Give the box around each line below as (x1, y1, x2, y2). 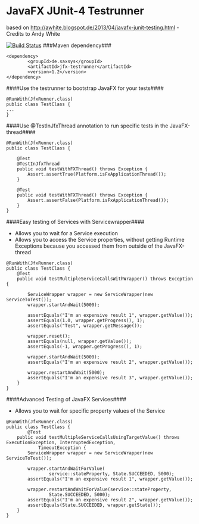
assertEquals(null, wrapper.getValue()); (27, 338, 132, 344)
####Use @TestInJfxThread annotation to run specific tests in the (6, 122, 169, 129)
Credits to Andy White (6, 30, 61, 37)
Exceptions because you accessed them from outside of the (14, 242, 163, 249)
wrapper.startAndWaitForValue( (27, 466, 105, 472)
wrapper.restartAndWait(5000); (27, 369, 105, 376)
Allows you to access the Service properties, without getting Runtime (14, 236, 185, 243)
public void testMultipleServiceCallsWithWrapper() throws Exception (17, 276, 194, 282)
